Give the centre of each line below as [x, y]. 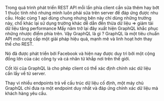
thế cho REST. [19, 44]
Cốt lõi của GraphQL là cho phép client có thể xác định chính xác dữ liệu [78, 68]
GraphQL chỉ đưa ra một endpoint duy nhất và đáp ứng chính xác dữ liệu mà [82, 88]
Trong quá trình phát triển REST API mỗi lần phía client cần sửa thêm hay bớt [82, 8]
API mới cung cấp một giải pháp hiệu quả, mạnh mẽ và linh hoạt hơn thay [79, 39]
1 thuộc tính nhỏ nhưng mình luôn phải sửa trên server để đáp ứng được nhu [82, 13]
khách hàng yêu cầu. [26, 93]
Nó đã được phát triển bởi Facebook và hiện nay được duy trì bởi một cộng [80, 53]
